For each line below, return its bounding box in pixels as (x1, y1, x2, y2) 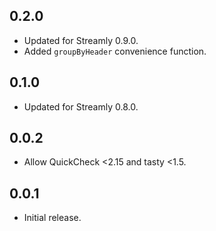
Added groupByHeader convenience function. (23, 45, 207, 57)
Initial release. (23, 212, 82, 224)
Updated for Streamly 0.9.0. (23, 34, 139, 46)
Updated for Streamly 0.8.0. (23, 100, 139, 113)
